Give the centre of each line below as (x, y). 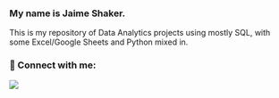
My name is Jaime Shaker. (68, 13)
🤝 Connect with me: (53, 65)
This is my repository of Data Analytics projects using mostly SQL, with (140, 33)
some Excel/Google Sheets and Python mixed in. (99, 42)
